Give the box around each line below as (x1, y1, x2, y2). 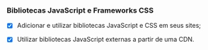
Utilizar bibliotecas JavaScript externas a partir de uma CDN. (16, 35, 195, 44)
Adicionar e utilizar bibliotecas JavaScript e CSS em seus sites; (16, 22, 202, 30)
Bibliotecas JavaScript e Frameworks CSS (6, 6, 154, 15)
